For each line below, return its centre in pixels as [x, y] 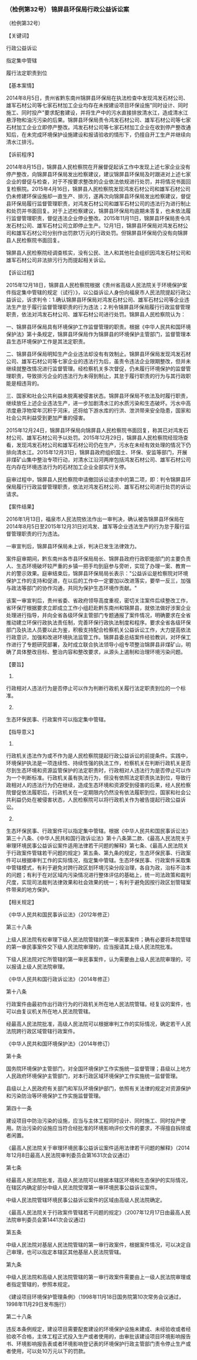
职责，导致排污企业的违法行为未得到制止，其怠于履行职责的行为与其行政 [98, 376]
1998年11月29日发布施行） [38, 1304]
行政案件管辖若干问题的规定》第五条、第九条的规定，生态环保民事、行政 [98, 853]
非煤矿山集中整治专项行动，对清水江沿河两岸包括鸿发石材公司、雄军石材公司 [98, 460]
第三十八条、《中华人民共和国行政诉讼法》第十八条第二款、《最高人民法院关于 [98, 838]
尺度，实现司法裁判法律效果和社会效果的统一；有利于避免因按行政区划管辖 [96, 882]
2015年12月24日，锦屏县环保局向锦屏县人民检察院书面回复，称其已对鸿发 [95, 430]
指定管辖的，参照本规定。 [42, 1284]
